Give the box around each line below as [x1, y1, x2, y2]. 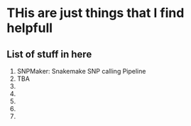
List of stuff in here [6, 48, 92, 60]
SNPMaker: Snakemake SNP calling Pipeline [16, 67, 146, 75]
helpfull [6, 20, 53, 36]
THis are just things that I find [6, 5, 185, 21]
